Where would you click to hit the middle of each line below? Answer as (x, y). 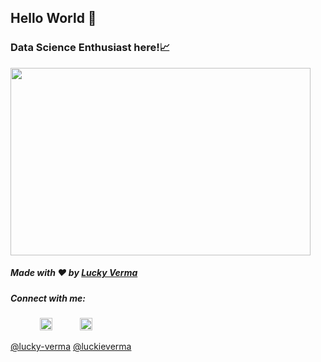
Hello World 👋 (53, 18)
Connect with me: (48, 298)
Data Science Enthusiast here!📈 (90, 48)
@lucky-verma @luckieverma (71, 347)
